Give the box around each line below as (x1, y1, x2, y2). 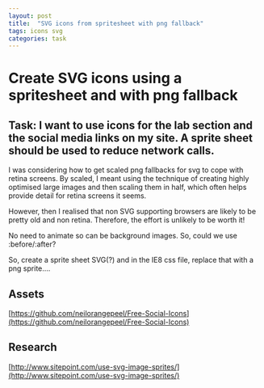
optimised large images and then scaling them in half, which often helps (8, 183, 247, 192)
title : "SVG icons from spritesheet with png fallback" (8, 19, 204, 27)
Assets (8, 287, 44, 301)
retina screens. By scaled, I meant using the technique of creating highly (8, 174, 249, 183)
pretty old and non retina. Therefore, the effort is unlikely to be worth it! (8, 215, 245, 225)
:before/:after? (8, 239, 57, 249)
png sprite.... (8, 264, 51, 273)
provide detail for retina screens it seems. (8, 191, 147, 200)
